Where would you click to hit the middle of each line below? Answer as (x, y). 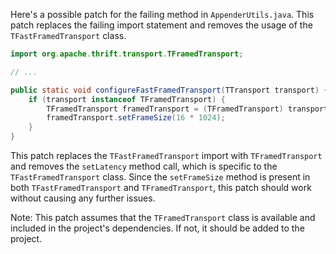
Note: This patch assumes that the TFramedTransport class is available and (163, 217)
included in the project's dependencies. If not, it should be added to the (157, 228)
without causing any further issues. (83, 198)
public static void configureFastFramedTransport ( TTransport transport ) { (169, 90)
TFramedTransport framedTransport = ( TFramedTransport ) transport (187, 109)
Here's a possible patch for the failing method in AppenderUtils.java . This (162, 14)
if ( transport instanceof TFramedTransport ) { (127, 99)
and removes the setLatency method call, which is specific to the (144, 166)
